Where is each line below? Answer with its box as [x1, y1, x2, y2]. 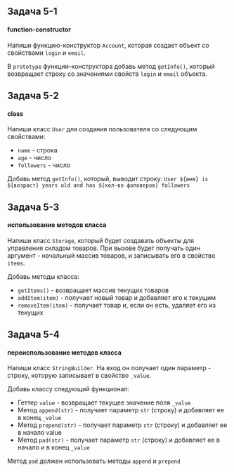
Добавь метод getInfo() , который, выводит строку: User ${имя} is [7, 175, 209, 183]
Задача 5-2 [7, 89, 60, 101]
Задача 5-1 [7, 6, 58, 18]
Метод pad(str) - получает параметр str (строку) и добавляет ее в [17, 435, 220, 445]
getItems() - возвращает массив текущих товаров [17, 286, 169, 294]
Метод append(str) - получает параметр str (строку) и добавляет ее [17, 406, 225, 414]
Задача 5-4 [7, 329, 60, 341]
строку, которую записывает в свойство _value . [7, 372, 152, 380]
